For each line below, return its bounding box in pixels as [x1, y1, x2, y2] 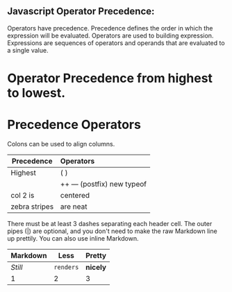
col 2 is [10, 190, 35, 200]
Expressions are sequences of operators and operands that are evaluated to [7, 38, 225, 47]
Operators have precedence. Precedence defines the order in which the [7, 24, 213, 32]
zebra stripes [10, 201, 54, 211]
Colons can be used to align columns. [7, 139, 115, 148]
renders [53, 263, 79, 271]
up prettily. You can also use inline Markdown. [7, 234, 139, 242]
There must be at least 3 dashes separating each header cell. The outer [7, 219, 213, 227]
